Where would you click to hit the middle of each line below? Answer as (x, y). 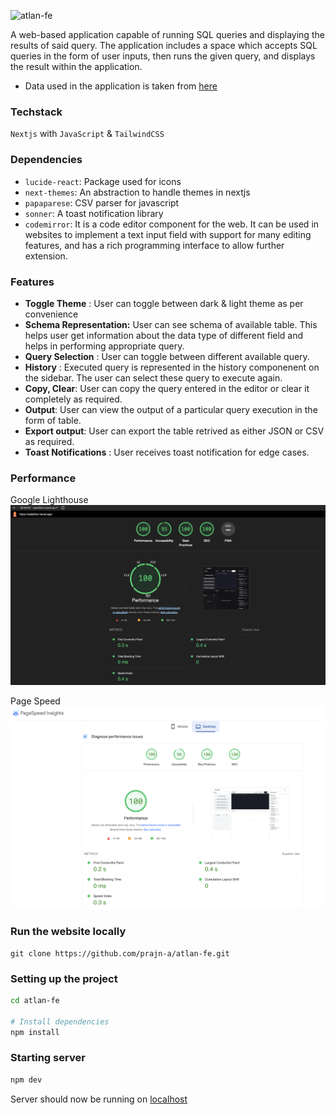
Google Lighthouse (49, 500)
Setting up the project (64, 978)
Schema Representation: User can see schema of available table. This (171, 324)
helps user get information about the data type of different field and (164, 335)
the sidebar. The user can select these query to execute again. (153, 377)
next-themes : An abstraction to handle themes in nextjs (137, 192)
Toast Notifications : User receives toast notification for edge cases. (167, 452)
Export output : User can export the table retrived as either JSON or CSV (174, 431)
